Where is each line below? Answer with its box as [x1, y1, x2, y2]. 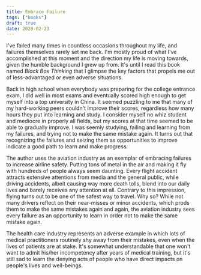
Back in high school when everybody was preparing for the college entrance [6, 85, 196, 93]
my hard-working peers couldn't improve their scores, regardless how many [6, 104, 194, 112]
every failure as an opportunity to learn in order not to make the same [6, 212, 178, 219]
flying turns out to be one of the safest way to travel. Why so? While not [6, 193, 184, 200]
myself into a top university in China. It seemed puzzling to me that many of [6, 98, 193, 106]
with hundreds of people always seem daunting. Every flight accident [6, 168, 178, 175]
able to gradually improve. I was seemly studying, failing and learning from [6, 124, 191, 131]
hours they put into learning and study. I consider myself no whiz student [6, 111, 187, 118]
